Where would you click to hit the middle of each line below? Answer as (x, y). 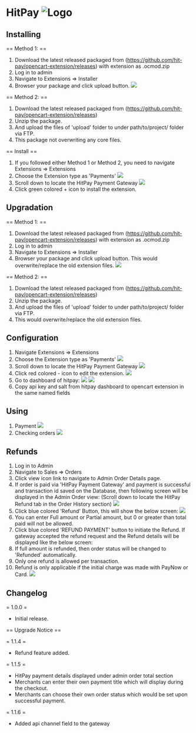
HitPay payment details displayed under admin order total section (94, 676)
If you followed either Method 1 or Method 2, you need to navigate (94, 163)
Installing (24, 34)
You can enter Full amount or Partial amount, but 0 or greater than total (100, 517)
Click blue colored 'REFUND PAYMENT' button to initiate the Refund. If (100, 530)
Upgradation (30, 208)
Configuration (32, 338)
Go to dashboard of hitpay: (47, 380)
